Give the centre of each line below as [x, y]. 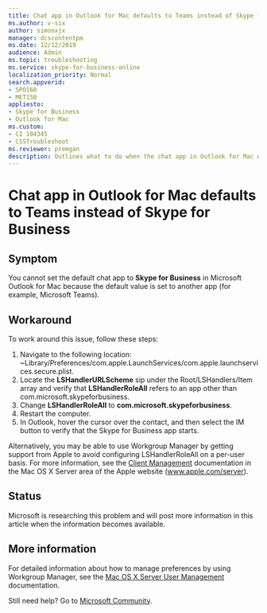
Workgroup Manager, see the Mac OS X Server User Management [116, 576]
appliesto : [26, 104]
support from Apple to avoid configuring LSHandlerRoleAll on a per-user [126, 455]
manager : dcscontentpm [46, 38]
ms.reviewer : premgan [44, 149]
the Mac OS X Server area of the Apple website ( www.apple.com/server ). [128, 471]
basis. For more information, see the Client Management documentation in [130, 463]
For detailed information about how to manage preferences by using [120, 568]
